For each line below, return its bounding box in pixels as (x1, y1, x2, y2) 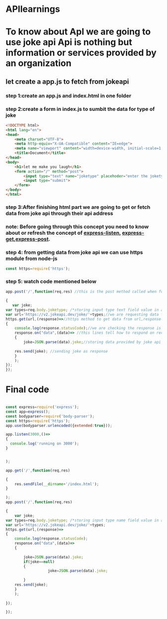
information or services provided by (5, 47, 157, 58)
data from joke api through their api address (5, 209, 113, 216)
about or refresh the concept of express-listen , (5, 229, 121, 236)
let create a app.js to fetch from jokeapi (5, 77, 129, 86)
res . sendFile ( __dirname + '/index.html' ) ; (14, 481, 99, 486)
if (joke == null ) (23, 559, 55, 564)
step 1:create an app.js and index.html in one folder (5, 92, 132, 99)
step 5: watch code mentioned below (5, 278, 97, 285)
